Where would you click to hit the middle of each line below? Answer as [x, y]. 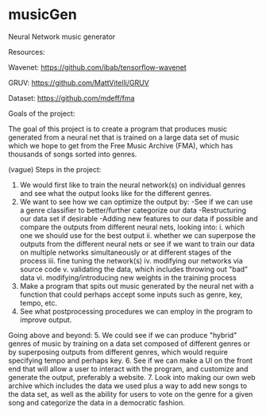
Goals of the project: [42, 113]
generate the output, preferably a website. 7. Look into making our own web [132, 377]
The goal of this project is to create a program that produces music [118, 129]
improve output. [46, 320]
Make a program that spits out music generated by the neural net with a [137, 286]
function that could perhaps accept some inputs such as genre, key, [131, 294]
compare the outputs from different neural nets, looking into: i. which [132, 227]
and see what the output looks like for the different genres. [116, 193]
